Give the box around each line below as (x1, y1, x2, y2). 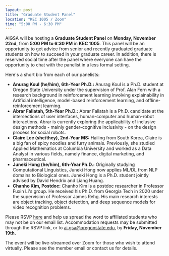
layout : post (5, 7, 33, 13)
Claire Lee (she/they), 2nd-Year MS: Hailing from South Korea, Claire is (12, 135, 162, 141)
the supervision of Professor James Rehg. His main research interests (12, 194, 158, 200)
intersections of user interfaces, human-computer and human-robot (12, 114, 154, 120)
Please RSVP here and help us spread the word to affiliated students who (5, 214, 157, 220)
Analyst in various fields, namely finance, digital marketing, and (12, 151, 145, 157)
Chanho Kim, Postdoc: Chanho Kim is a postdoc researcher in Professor (12, 183, 164, 189)
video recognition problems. (12, 204, 72, 210)
